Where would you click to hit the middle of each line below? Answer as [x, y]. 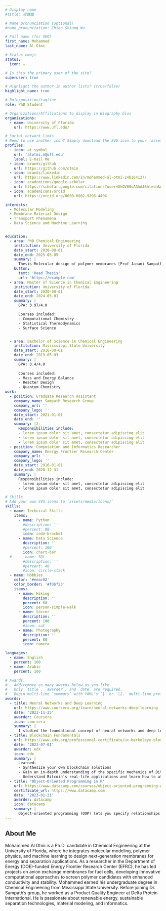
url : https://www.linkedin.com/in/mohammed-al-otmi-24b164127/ [81, 178]
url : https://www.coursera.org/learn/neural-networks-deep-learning [86, 708]
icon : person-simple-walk [50, 607]
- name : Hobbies [26, 575]
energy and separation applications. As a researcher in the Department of [80, 861]
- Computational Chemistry [46, 319]
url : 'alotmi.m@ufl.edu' [40, 154]
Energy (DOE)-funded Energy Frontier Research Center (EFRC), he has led [81, 866]
